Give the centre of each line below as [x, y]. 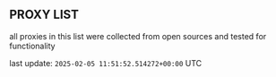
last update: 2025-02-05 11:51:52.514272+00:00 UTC [106, 63]
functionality [32, 46]
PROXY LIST [44, 15]
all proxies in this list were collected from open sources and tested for [138, 36]
